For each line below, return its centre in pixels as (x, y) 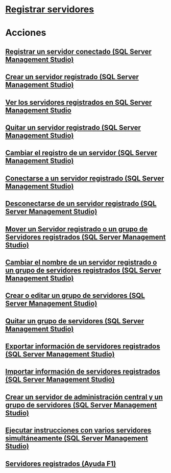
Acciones (26, 33)
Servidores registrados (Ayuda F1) (61, 464)
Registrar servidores (50, 9)
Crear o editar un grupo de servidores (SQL (75, 295)
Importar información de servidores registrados (83, 372)
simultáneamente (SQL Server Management (77, 439)
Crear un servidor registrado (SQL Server (72, 77)
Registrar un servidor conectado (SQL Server (79, 51)
